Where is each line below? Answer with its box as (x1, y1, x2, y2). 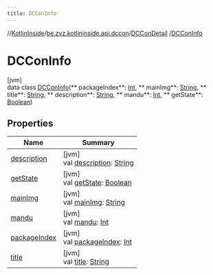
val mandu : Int (63, 217, 109, 227)
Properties (7, 118, 54, 129)
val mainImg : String (63, 197, 126, 207)
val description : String (63, 158, 134, 168)
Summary (82, 138, 115, 148)
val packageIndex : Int (63, 237, 133, 247)
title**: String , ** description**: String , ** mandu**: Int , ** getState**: (7, 90, 203, 98)
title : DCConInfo (7, 10, 57, 17)
